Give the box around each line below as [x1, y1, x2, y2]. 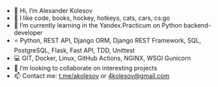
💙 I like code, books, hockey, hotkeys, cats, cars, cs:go [13, 14, 171, 22]
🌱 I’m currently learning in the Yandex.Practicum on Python [13, 21, 182, 29]
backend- [183, 21, 212, 29]
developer [13, 28, 43, 37]
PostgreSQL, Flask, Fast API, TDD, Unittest [13, 46, 135, 55]
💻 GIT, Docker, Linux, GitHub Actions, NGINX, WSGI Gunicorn [13, 54, 192, 62]
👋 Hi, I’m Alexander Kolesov [13, 7, 93, 14]
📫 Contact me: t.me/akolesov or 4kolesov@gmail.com [13, 72, 170, 79]
